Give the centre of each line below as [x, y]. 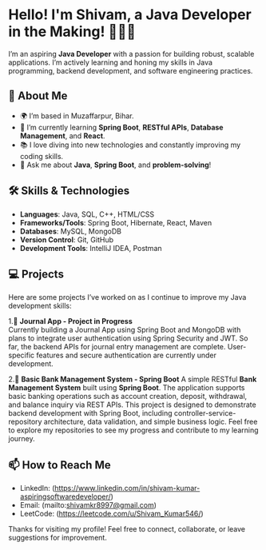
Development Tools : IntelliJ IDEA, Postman [91, 248]
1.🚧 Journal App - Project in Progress [71, 321]
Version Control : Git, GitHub [67, 239]
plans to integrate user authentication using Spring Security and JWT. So [128, 338]
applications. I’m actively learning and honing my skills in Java [111, 62]
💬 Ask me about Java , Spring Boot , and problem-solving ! [115, 165]
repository [25, 422]
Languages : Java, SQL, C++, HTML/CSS [87, 214]
